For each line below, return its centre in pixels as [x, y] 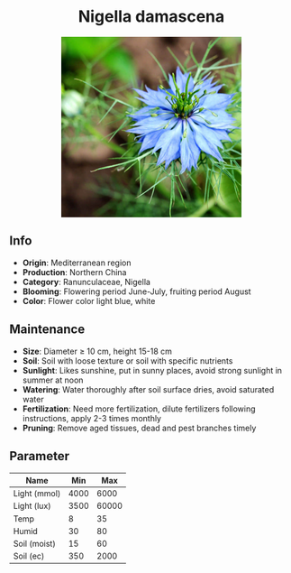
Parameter [40, 456]
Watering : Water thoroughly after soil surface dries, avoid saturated [148, 389]
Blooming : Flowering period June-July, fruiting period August [136, 291]
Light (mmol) [37, 494]
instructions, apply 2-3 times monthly [92, 418]
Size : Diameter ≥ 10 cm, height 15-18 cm [97, 351]
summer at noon [53, 380]
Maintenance [47, 330]
